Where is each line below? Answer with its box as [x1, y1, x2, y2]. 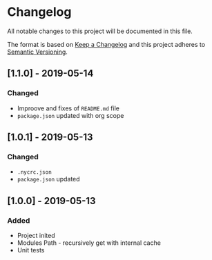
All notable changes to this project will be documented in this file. [7, 27, 193, 35]
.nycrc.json [17, 169, 52, 176]
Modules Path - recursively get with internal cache [17, 239, 161, 247]
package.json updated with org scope [17, 111, 124, 119]
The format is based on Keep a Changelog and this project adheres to [7, 40, 206, 48]
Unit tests [17, 246, 45, 254]
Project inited [17, 232, 55, 239]
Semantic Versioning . [7, 48, 68, 56]
